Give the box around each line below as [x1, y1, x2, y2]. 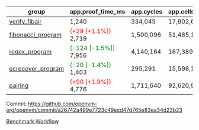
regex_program [9, 48, 52, 55]
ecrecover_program [9, 65, 64, 72]
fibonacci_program [9, 31, 62, 39]
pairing [9, 82, 29, 89]
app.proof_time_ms [69, 8, 126, 15]
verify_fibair [9, 18, 42, 25]
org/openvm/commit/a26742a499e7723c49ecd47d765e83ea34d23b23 [6, 106, 182, 114]
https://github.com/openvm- [28, 100, 98, 107]
